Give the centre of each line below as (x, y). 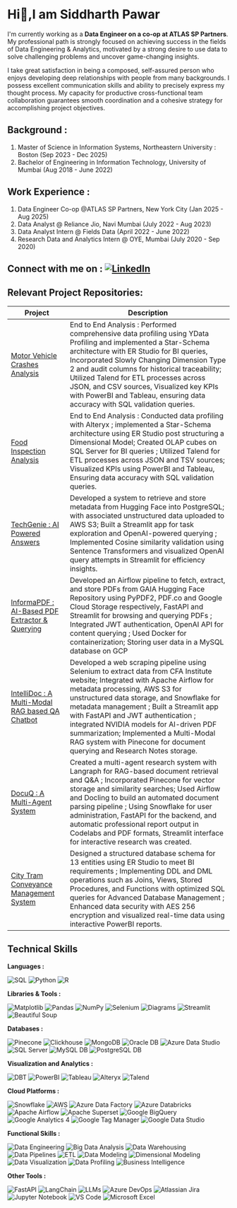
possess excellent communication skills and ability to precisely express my (116, 85)
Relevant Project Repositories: (75, 293)
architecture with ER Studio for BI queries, (139, 351)
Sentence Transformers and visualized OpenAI (147, 551)
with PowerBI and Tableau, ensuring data (138, 395)
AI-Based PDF (35, 611)
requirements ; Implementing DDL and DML (141, 871)
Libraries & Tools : (34, 994)
